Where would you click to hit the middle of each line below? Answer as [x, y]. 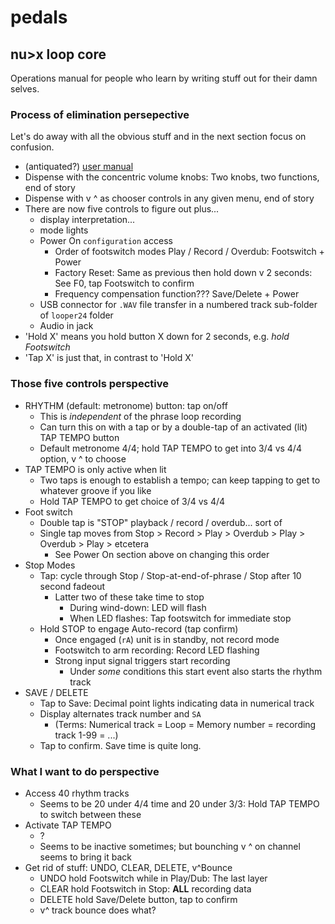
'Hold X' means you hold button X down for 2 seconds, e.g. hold [157, 337]
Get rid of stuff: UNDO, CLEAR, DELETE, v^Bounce [128, 867]
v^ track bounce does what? [98, 910]
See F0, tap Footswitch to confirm [124, 283]
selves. [25, 89]
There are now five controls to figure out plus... [122, 209]
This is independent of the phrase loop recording [140, 416]
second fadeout [72, 586]
